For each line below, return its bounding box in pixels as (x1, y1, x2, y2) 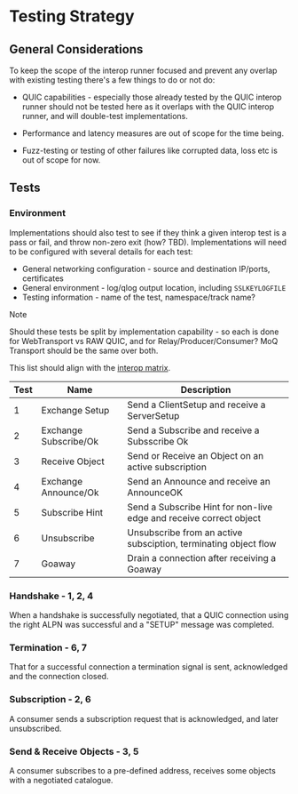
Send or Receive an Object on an (127, 449, 264, 461)
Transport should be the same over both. (9, 345, 159, 356)
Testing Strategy (9, 6, 135, 27)
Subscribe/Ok (41, 435, 99, 447)
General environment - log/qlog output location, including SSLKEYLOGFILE (21, 282, 286, 293)
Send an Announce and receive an (127, 475, 271, 487)
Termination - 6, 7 (9, 641, 87, 654)
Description (180, 383, 231, 396)
